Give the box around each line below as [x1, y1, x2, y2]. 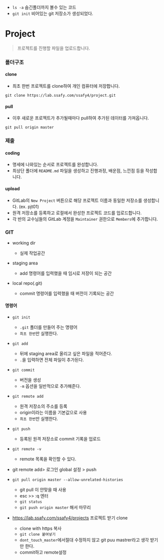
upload [5, 186, 20, 191]
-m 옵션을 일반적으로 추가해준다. [19, 383, 82, 389]
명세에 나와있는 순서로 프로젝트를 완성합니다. [12, 162, 99, 168]
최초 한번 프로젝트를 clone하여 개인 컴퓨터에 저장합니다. [12, 83, 120, 89]
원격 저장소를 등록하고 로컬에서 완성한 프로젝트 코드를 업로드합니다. [12, 210, 142, 216]
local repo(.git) [12, 280, 42, 286]
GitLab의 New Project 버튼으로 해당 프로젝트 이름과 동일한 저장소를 [12, 197, 142, 203]
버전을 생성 [19, 377, 41, 383]
